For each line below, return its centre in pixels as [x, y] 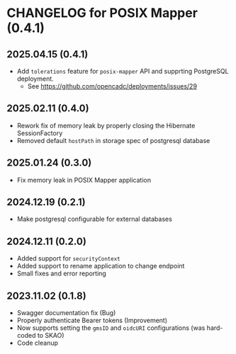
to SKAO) [51, 336]
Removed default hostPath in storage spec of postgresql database [113, 140]
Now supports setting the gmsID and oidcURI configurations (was [111, 328]
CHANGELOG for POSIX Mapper [102, 13]
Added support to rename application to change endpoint [101, 266]
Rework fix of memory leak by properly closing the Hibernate [106, 125]
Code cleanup [37, 343]
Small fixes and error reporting [62, 273]
